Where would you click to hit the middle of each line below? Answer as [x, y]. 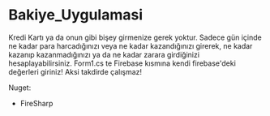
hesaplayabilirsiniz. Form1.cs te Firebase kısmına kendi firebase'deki [122, 63]
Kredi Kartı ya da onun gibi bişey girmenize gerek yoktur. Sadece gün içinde [135, 37]
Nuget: [20, 88]
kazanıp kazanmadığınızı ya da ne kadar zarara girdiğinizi [104, 54]
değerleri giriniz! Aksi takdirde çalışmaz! [75, 71]
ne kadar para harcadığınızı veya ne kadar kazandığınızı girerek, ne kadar [131, 45]
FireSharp [36, 103]
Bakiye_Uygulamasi [76, 15]
